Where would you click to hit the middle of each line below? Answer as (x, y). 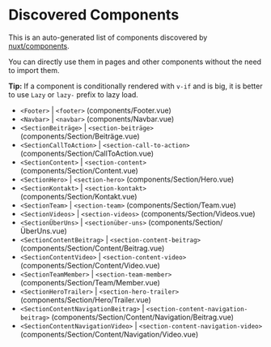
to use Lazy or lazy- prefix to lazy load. (74, 94)
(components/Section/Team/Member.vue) (90, 282)
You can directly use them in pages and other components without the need (135, 62)
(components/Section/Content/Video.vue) (90, 265)
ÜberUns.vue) (43, 231)
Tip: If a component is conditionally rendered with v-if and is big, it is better (135, 86)
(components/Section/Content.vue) (79, 170)
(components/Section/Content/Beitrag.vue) (92, 248)
